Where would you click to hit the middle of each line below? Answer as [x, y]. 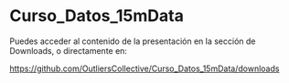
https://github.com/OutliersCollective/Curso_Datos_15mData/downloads [144, 68]
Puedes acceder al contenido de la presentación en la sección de [133, 41]
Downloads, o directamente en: [69, 50]
